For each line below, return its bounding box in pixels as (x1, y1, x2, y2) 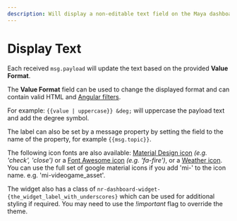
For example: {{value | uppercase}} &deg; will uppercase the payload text (7, 106, 225, 115)
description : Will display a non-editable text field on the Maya (7, 10, 207, 18)
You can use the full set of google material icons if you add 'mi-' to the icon (7, 163, 226, 172)
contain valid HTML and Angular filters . (7, 92, 121, 101)
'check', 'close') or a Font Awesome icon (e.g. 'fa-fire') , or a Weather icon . (7, 156, 223, 164)
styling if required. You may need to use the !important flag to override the (7, 199, 224, 208)
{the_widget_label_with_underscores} (7, 193, 119, 201)
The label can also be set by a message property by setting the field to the (7, 127, 224, 136)
